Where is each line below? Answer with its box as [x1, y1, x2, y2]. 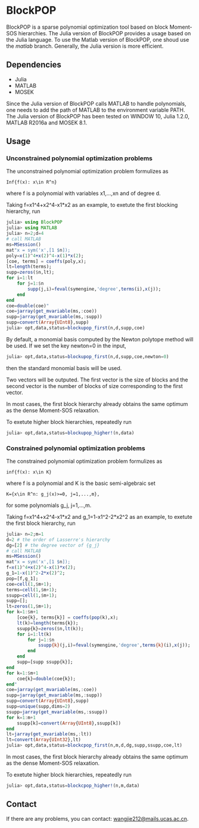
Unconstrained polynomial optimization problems [6, 154, 153, 163]
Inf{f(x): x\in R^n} [6, 179, 58, 185]
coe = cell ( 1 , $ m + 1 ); [6, 581, 52, 587]
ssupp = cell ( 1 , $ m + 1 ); [6, 592, 58, 598]
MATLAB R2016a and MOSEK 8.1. [6, 119, 88, 126]
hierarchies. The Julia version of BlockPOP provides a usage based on [18, 29, 191, 36]
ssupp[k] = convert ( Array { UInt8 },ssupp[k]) [17, 720, 121, 726]
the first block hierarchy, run [6, 520, 76, 527]
